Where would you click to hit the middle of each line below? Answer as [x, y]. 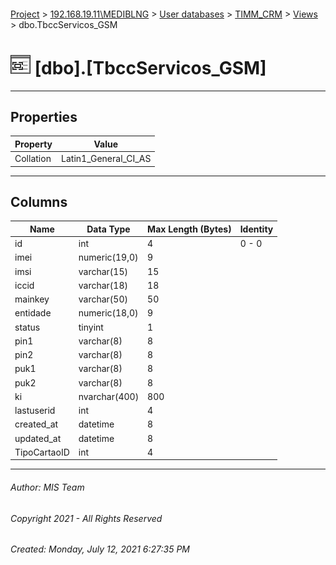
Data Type [108, 229]
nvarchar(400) [109, 396]
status [27, 327]
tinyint [91, 327]
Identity [256, 229]
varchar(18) [103, 285]
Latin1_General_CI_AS [106, 159]
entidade [33, 313]
